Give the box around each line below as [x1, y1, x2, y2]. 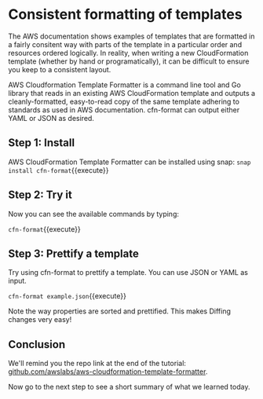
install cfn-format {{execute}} [8, 165, 109, 174]
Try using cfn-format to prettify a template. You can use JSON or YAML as [8, 268, 249, 277]
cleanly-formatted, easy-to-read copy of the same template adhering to [8, 97, 239, 106]
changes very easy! [8, 315, 72, 324]
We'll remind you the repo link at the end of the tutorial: [8, 359, 187, 368]
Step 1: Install [8, 136, 75, 150]
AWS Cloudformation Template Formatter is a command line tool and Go [8, 80, 241, 90]
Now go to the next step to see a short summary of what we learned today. [8, 383, 250, 392]
